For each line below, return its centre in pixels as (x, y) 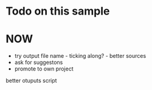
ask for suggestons (39, 63)
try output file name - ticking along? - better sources (80, 56)
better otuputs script (31, 81)
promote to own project (44, 69)
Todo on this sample (58, 11)
